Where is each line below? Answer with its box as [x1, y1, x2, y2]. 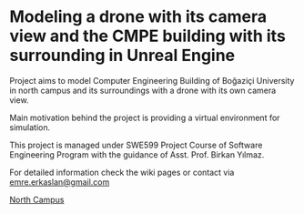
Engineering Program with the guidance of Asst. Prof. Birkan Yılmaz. [9, 148, 265, 160]
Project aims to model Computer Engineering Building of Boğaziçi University [9, 75, 295, 86]
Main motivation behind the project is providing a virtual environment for [9, 112, 280, 123]
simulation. [9, 121, 51, 133]
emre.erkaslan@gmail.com [9, 176, 110, 188]
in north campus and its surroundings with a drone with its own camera [9, 85, 277, 96]
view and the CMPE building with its [9, 25, 287, 46]
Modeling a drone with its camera [9, 6, 267, 27]
